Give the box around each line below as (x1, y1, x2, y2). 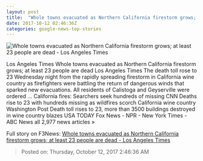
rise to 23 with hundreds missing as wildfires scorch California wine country (6, 99, 196, 107)
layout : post (6, 8, 39, 15)
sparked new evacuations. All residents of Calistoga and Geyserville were (6, 86, 190, 94)
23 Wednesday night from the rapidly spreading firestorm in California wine (6, 73, 195, 80)
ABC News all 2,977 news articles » (6, 119, 95, 126)
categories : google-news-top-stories (6, 25, 102, 32)
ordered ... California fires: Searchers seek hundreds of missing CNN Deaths (6, 93, 197, 100)
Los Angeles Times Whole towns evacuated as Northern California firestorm (6, 61, 196, 68)
